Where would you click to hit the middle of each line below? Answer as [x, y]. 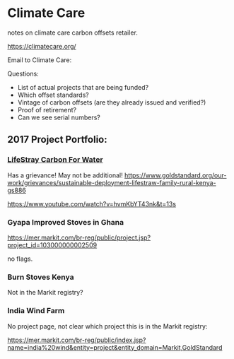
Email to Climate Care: [40, 60]
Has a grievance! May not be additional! [65, 175]
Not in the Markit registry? [45, 293]
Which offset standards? [53, 95]
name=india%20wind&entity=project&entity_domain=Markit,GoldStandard [115, 347]
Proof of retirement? [47, 110]
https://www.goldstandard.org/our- [175, 175]
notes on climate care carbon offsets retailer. [72, 33]
